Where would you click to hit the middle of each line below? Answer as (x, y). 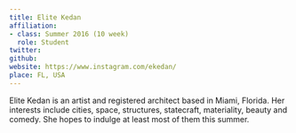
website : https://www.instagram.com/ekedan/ (93, 67)
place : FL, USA (37, 75)
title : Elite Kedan (45, 17)
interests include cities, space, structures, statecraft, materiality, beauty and (148, 110)
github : (24, 59)
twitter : (25, 51)
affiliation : (33, 26)
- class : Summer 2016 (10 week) (69, 34)
